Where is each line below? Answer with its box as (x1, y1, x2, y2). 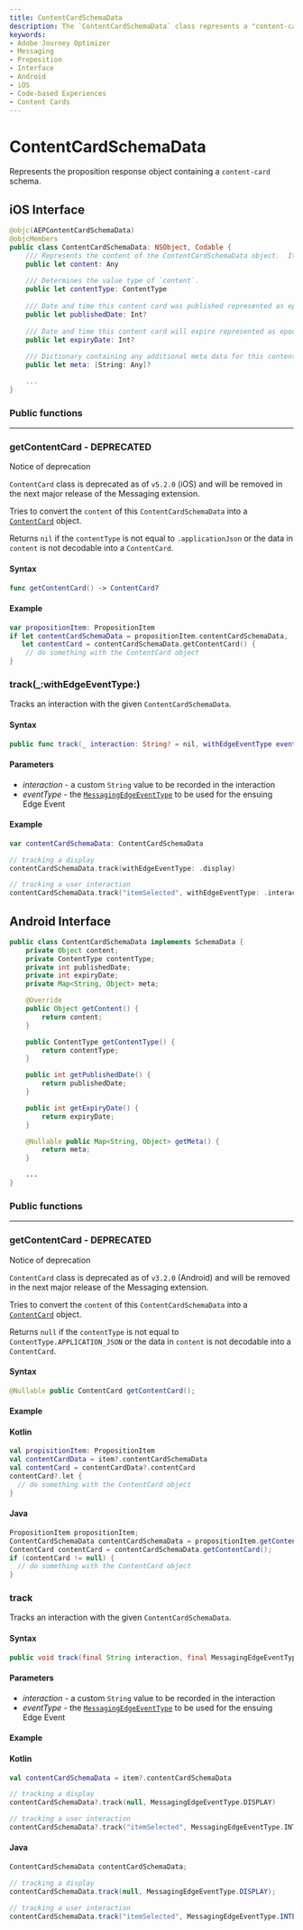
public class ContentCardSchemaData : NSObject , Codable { (9, 242, 232, 251)
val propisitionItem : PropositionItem (9, 1446, 155, 1456)
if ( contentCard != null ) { (9, 1553, 115, 1563)
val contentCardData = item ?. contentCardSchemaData (9, 1455, 207, 1464)
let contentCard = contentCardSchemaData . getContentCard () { (21, 639, 256, 649)
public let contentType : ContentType (25, 285, 168, 294)
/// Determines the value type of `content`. (25, 277, 200, 286)
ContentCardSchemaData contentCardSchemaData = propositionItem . (9, 1537, 260, 1546)
